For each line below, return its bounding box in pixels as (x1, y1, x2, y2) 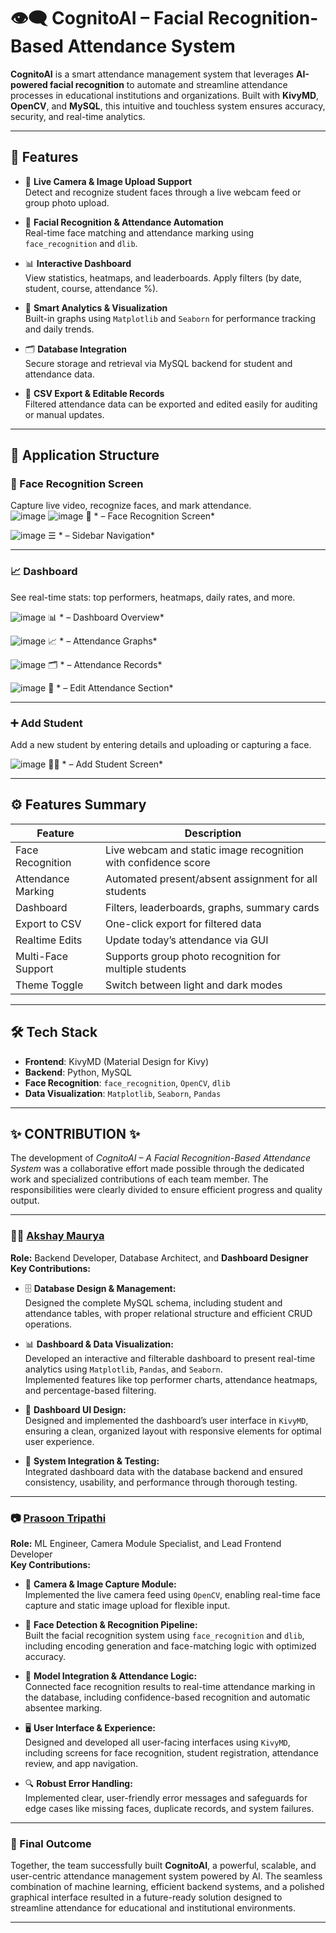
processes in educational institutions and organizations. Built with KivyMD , (10, 89, 320, 101)
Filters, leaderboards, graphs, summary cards (105, 900, 320, 914)
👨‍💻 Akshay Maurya (10, 1229, 105, 1243)
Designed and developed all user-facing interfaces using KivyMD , (24, 1736, 291, 1749)
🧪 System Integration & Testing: (24, 1455, 160, 1467)
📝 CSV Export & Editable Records (24, 387, 165, 399)
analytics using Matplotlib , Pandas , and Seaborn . (24, 1363, 223, 1375)
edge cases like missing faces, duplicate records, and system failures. (24, 1803, 315, 1815)
